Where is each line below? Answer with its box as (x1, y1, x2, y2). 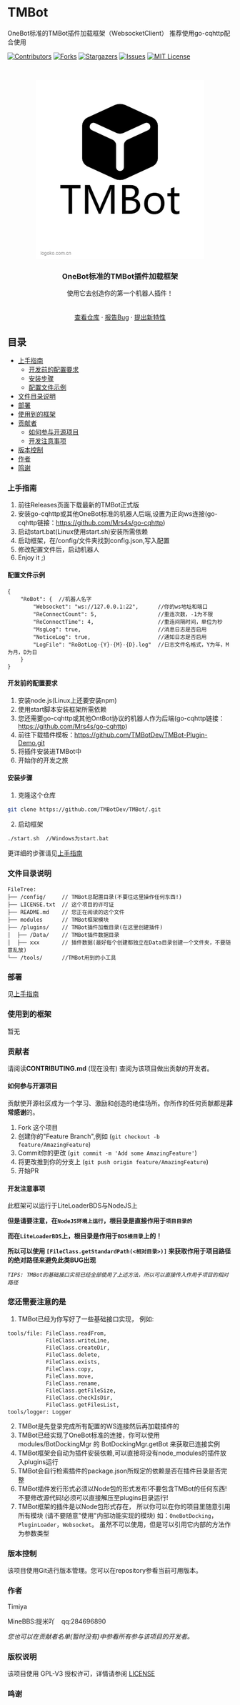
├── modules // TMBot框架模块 (7, 916, 109, 923)
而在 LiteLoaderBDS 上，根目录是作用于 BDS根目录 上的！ (7, 1232, 163, 1241)
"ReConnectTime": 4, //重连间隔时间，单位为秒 (33, 618, 223, 625)
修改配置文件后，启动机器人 (17, 545, 100, 554)
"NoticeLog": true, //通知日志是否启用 (33, 633, 207, 640)
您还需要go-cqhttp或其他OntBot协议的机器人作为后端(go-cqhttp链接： (17, 714, 225, 722)
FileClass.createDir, (45, 1344, 111, 1351)
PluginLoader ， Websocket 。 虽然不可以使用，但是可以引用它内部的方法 (17, 1520, 225, 1528)
